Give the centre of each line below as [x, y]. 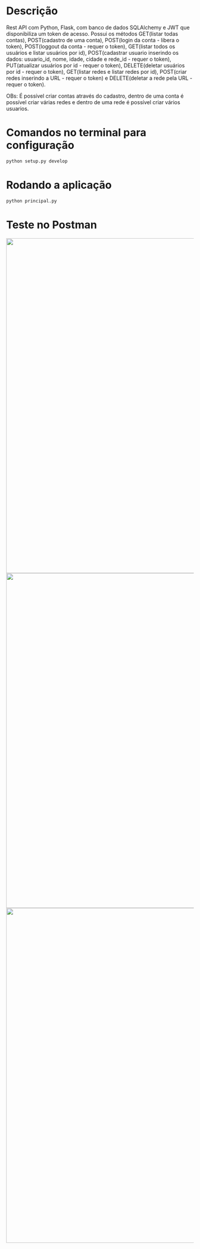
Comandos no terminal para [76, 133]
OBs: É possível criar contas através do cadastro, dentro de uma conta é [95, 96]
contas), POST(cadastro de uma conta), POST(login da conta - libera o [93, 40]
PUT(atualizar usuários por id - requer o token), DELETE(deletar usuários [96, 65]
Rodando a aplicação [59, 185]
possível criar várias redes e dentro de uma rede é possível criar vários [93, 102]
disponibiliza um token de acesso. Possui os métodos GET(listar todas [92, 33]
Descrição [32, 11]
